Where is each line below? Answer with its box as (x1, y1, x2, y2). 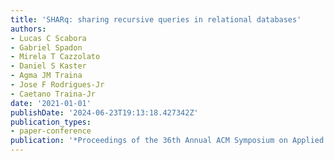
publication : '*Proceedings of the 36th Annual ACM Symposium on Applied (10, 136, 325, 146)
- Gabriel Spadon (10, 42, 83, 53)
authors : (10, 24, 47, 34)
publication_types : (10, 117, 92, 127)
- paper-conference (10, 126, 92, 136)
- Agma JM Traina (10, 71, 83, 81)
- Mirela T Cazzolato (10, 52, 101, 62)
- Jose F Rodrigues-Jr (10, 80, 105, 90)
